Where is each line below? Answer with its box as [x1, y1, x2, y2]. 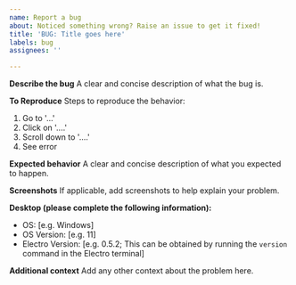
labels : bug [9, 37, 53, 47]
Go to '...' [21, 113, 55, 124]
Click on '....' [21, 122, 68, 134]
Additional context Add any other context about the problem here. [9, 265, 254, 276]
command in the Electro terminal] [21, 248, 145, 259]
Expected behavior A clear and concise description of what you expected [9, 159, 282, 169]
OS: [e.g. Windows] [21, 220, 95, 231]
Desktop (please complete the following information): [9, 202, 212, 214]
